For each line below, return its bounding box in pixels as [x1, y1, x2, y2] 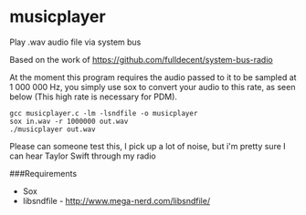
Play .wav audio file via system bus [9, 36, 142, 47]
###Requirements [9, 168, 78, 179]
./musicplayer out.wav [9, 125, 96, 134]
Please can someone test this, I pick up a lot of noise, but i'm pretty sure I [9, 140, 286, 151]
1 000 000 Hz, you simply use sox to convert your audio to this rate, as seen [9, 81, 296, 92]
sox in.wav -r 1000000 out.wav [9, 117, 129, 126]
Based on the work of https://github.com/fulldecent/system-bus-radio [9, 54, 273, 65]
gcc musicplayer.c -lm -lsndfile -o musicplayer [9, 108, 198, 118]
